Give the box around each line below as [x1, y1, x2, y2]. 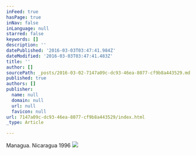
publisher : [6, 86, 33, 92]
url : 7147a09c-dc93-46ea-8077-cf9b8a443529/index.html [6, 114, 145, 120]
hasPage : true [6, 14, 42, 20]
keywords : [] [6, 36, 39, 42]
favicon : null [11, 108, 46, 114]
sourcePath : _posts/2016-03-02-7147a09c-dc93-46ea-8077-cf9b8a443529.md [6, 70, 191, 76]
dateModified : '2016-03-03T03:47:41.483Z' [6, 53, 113, 59]
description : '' [6, 42, 46, 48]
